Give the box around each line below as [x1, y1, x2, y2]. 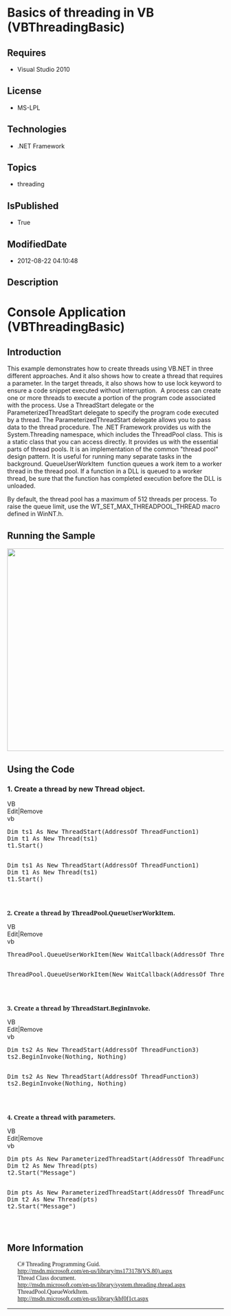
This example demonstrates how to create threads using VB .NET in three [7, 364, 214, 373]
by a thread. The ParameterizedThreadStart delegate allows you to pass [7, 416, 211, 424]
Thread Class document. [17, 1274, 76, 1282]
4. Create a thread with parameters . [7, 1113, 115, 1121]
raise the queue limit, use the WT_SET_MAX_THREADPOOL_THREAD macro [7, 502, 221, 511]
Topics [7, 162, 37, 174]
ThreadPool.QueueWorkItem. [17, 1288, 89, 1295]
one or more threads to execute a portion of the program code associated [7, 394, 216, 402]
